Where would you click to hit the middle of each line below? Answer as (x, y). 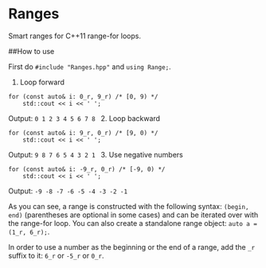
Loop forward (42, 82)
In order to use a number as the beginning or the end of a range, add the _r (132, 247)
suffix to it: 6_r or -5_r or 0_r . (56, 255)
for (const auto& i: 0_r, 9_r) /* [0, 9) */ (83, 96)
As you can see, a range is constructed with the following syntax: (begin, (129, 206)
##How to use (31, 51)
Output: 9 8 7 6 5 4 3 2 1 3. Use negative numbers (96, 154)
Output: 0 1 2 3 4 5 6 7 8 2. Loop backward (84, 118)
